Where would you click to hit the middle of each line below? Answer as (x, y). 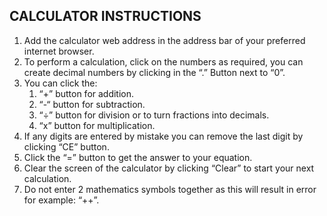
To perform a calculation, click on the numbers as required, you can (163, 61)
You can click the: (60, 83)
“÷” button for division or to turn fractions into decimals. (154, 115)
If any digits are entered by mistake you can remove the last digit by (163, 136)
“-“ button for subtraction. (92, 104)
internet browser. (59, 51)
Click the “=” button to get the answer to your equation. (138, 157)
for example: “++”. (61, 200)
